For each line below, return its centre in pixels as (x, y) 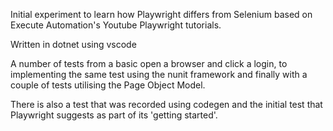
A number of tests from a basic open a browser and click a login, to (149, 63)
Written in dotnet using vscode (73, 44)
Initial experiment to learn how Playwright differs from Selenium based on (161, 14)
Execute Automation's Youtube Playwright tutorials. (116, 25)
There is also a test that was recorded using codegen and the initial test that (166, 104)
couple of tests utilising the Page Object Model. (108, 85)
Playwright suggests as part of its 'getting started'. (114, 115)
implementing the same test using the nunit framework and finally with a (159, 74)
